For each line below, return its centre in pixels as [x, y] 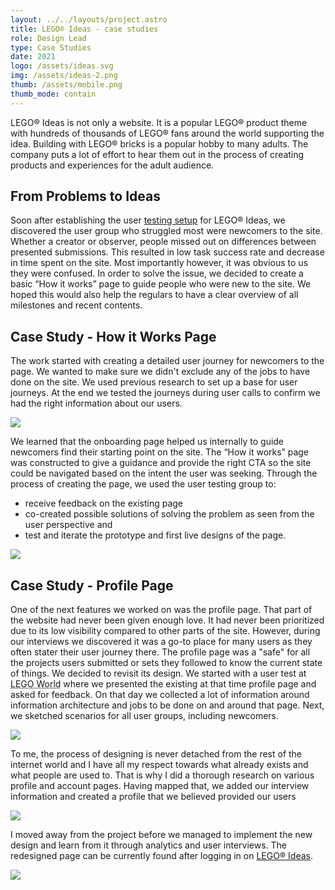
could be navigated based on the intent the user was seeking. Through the [164, 473]
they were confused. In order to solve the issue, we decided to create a [157, 273]
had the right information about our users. [96, 403]
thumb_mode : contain [53, 94]
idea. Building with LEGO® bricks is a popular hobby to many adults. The [159, 143]
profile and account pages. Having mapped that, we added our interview [160, 786]
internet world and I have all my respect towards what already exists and [159, 765]
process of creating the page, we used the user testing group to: [143, 484]
